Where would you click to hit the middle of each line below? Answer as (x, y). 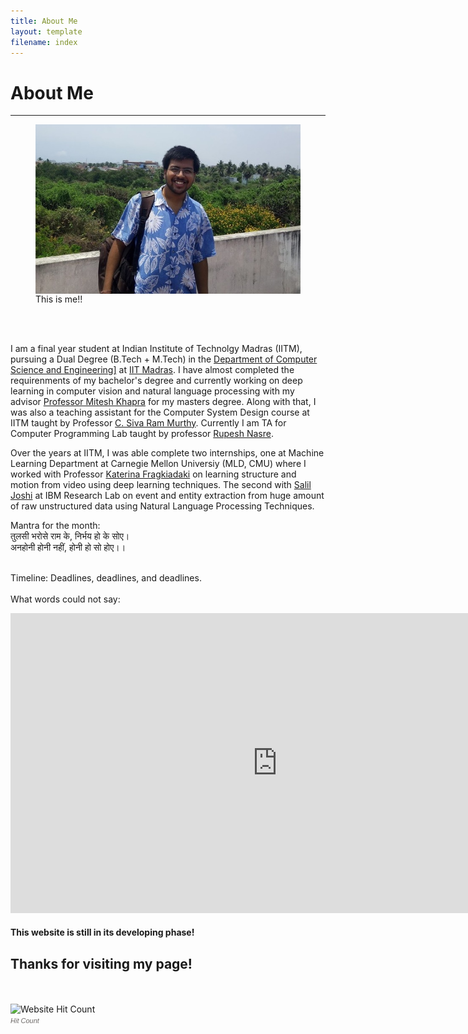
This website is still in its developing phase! (102, 932)
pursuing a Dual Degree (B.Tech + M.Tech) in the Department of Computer (164, 359)
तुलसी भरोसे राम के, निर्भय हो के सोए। (70, 536)
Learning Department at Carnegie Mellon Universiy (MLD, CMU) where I (158, 463)
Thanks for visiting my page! (101, 963)
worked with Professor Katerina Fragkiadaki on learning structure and (153, 474)
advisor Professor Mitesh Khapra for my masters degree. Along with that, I (163, 401)
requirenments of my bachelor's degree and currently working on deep (156, 380)
